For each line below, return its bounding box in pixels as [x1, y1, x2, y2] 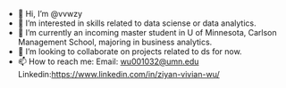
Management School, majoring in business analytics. [17, 36, 213, 47]
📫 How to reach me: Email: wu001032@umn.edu [17, 56, 199, 67]
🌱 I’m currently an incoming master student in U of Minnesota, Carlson [17, 28, 277, 37]
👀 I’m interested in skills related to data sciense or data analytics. [17, 18, 257, 28]
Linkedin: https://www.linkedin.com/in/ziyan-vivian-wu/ [17, 69, 221, 79]
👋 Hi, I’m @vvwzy [17, 9, 83, 19]
